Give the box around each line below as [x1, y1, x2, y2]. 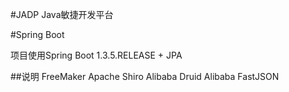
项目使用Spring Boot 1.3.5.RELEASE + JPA [10, 49, 183, 61]
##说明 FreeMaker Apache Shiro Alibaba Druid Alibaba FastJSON [10, 71, 280, 82]
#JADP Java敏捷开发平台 [10, 9, 114, 20]
